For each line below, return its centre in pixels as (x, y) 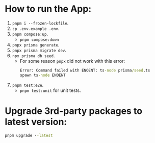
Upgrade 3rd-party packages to (74, 111)
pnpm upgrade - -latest (29, 135)
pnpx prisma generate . (36, 44)
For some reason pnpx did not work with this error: (72, 61)
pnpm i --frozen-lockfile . (40, 23)
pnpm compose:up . (30, 34)
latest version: (36, 122)
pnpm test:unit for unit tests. (50, 90)
